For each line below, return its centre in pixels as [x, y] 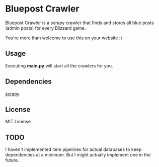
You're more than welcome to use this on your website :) [64, 38]
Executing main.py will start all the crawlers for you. [59, 65]
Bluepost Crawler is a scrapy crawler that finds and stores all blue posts [80, 23]
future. [12, 160]
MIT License [18, 122]
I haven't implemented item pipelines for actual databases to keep [73, 149]
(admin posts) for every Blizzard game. [46, 28]
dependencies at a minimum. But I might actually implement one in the [78, 155]
